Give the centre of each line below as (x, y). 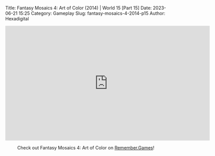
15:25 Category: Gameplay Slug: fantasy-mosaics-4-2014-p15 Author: (92, 13)
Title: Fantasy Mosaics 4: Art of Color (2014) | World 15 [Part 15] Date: (79, 8)
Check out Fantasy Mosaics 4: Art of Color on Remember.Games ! (86, 148)
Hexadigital (17, 19)
